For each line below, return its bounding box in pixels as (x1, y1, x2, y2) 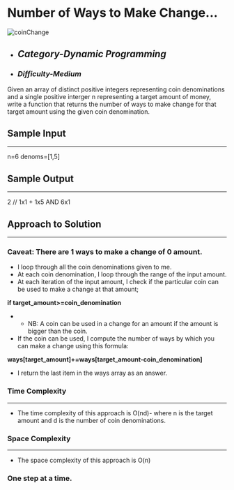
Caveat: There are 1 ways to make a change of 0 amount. (7, 246, 203, 256)
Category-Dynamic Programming (17, 48, 166, 60)
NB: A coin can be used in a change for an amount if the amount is (27, 320, 219, 328)
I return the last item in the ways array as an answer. (17, 369, 168, 378)
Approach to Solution (7, 218, 102, 230)
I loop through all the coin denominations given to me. (17, 263, 172, 272)
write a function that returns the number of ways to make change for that (7, 100, 217, 108)
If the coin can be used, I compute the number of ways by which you (17, 334, 214, 343)
